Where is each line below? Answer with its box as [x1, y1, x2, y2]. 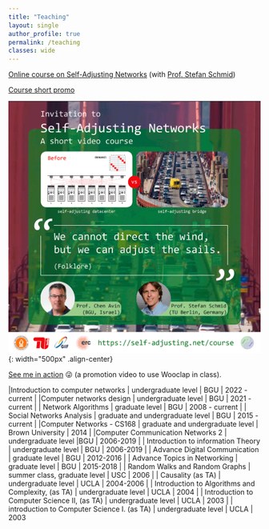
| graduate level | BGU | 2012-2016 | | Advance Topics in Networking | [8, 453, 239, 463]
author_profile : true [8, 30, 81, 38]
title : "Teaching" [8, 13, 70, 21]
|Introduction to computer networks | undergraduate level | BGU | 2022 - [8, 385, 248, 395]
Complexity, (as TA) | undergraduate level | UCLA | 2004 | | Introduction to [8, 487, 254, 497]
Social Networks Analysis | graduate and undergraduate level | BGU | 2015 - [8, 411, 259, 420]
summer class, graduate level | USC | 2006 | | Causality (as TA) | [8, 471, 222, 480]
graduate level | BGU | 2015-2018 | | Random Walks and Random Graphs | [8, 462, 251, 471]
